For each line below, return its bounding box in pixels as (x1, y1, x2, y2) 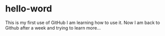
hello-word (5, 3, 52, 14)
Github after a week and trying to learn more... (5, 24, 101, 30)
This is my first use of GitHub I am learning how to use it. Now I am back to (5, 19, 160, 25)
